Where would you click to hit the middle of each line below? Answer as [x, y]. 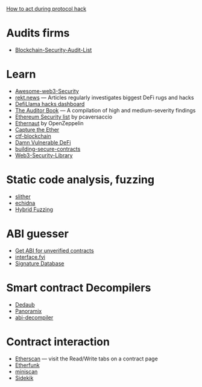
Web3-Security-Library [44, 155]
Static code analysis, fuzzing [80, 180]
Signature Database [39, 263]
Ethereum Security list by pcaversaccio [64, 117]
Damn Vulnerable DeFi [43, 142]
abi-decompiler [34, 317]
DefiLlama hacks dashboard [50, 104]
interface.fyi [30, 257]
